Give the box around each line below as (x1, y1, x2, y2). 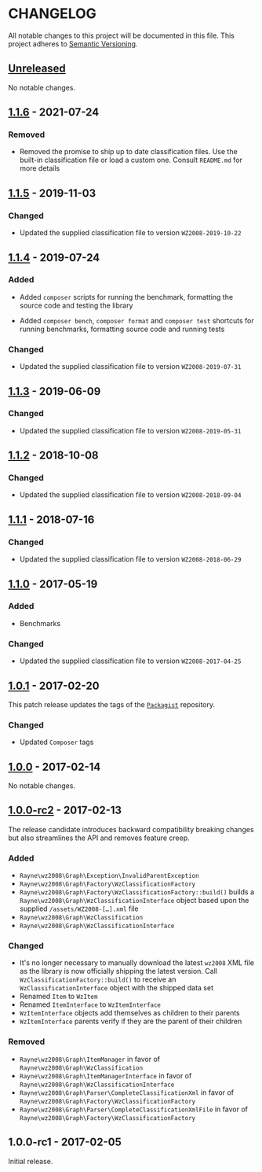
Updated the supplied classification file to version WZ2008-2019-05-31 (19, 426, 242, 435)
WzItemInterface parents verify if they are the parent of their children (19, 1016, 242, 1026)
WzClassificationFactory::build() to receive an (19, 975, 176, 984)
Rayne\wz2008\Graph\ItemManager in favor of (19, 1054, 161, 1063)
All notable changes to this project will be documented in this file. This (8, 31, 235, 40)
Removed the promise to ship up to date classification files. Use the (19, 147, 238, 157)
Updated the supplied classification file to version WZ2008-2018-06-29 (19, 555, 242, 564)
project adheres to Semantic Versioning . (8, 39, 138, 48)
